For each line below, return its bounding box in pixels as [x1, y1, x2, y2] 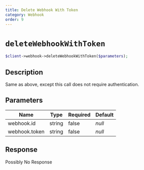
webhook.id [8, 120, 36, 127]
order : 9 [5, 17, 24, 22]
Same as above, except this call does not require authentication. [5, 81, 139, 87]
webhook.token [8, 128, 45, 135]
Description [5, 68, 43, 76]
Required [68, 111, 91, 118]
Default [95, 111, 114, 118]
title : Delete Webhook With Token [5, 7, 79, 13]
